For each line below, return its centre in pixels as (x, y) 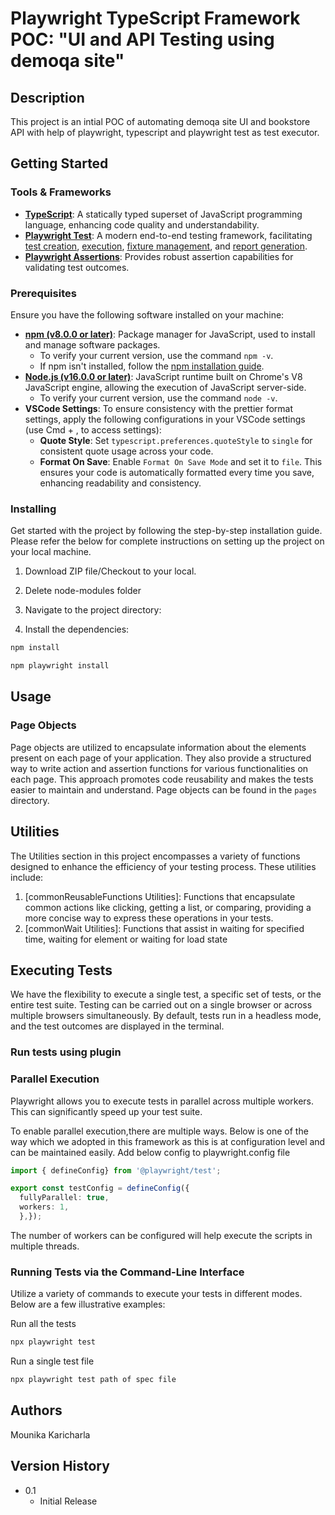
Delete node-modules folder (83, 591)
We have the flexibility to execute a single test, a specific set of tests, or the (166, 994)
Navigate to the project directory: (93, 610)
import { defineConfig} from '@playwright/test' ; (116, 1170)
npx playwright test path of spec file (93, 1380)
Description (47, 97)
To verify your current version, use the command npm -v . (156, 355)
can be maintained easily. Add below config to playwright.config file (150, 1152)
